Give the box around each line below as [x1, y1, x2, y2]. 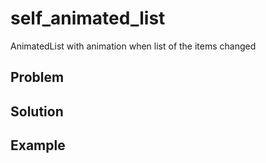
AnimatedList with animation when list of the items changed [10, 40, 257, 52]
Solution [10, 103, 64, 120]
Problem [10, 69, 65, 86]
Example [10, 137, 66, 154]
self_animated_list [10, 7, 166, 30]
